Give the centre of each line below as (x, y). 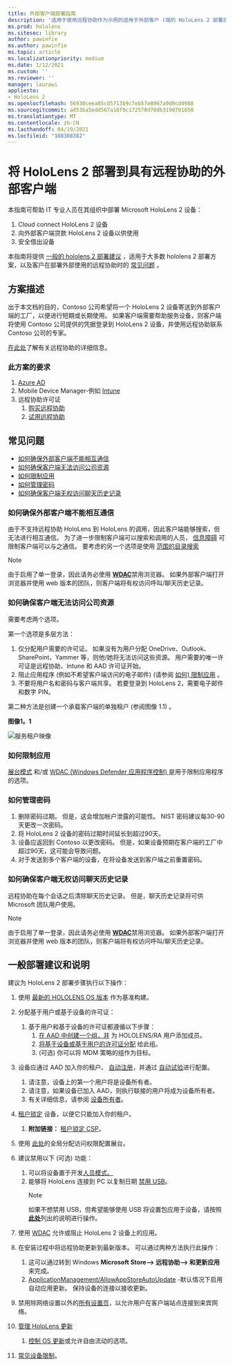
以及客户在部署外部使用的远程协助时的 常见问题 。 (91, 265)
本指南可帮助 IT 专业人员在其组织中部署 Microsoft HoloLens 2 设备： (105, 210)
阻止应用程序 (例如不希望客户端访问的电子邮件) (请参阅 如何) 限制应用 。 (120, 674)
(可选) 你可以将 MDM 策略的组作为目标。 (96, 1053)
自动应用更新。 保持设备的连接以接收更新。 (90, 1288)
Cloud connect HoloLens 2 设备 (63, 225)
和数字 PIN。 (36, 691)
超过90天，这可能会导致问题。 (61, 851)
